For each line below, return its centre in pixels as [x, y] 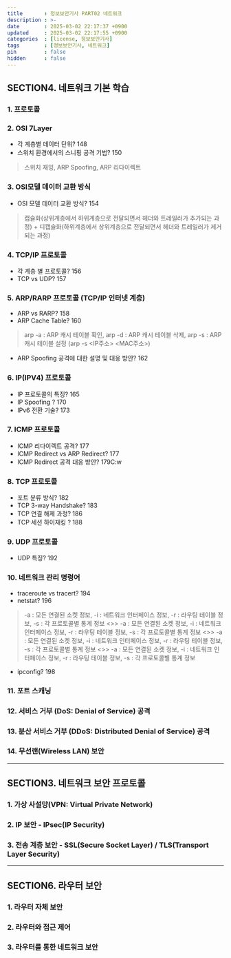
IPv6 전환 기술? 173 [43, 410]
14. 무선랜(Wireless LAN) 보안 [56, 751]
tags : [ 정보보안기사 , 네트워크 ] [58, 45]
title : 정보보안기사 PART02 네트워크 [65, 13]
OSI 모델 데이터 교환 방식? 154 [58, 203]
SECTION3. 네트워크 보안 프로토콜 [76, 783]
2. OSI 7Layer [30, 128]
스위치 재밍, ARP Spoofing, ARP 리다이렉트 [82, 167]
